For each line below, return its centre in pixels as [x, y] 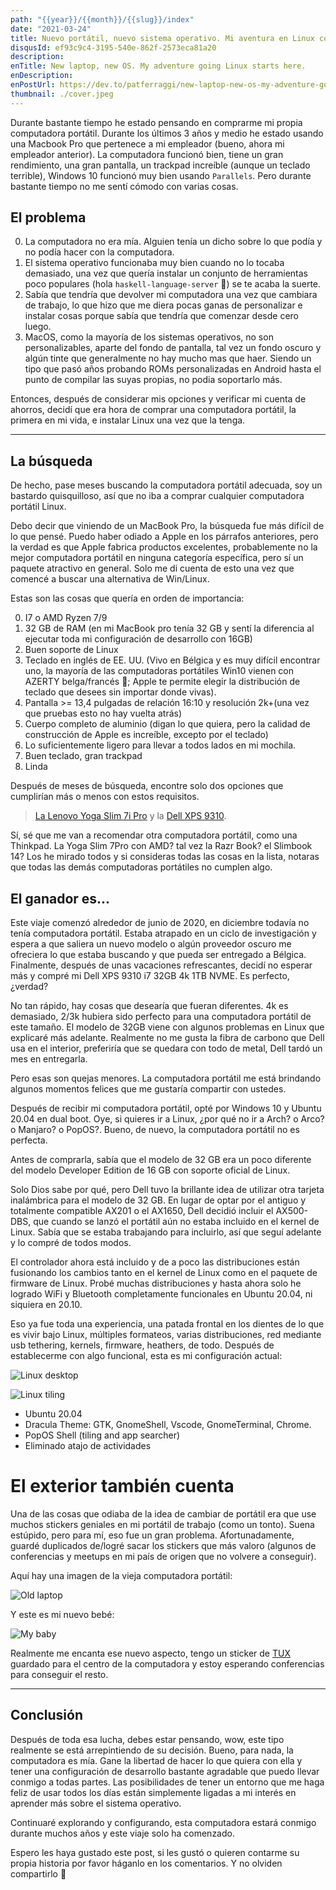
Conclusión [47, 1715]
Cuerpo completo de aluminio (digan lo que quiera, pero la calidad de [167, 724]
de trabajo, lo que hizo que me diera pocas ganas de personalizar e [163, 305]
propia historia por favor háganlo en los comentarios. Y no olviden [146, 1863]
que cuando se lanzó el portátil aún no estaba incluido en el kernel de [176, 1222]
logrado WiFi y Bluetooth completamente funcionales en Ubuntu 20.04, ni [161, 1294]
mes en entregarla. [49, 1059]
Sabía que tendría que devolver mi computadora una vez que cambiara [171, 295]
